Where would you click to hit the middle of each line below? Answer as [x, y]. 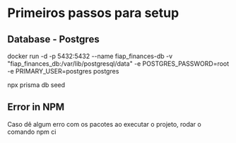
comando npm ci [32, 132]
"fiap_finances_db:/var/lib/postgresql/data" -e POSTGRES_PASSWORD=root [118, 64]
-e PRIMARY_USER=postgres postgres [63, 71]
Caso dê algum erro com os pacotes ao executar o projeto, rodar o [104, 124]
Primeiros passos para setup [93, 13]
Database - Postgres [54, 39]
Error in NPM [36, 107]
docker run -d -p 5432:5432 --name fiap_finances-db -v [90, 56]
